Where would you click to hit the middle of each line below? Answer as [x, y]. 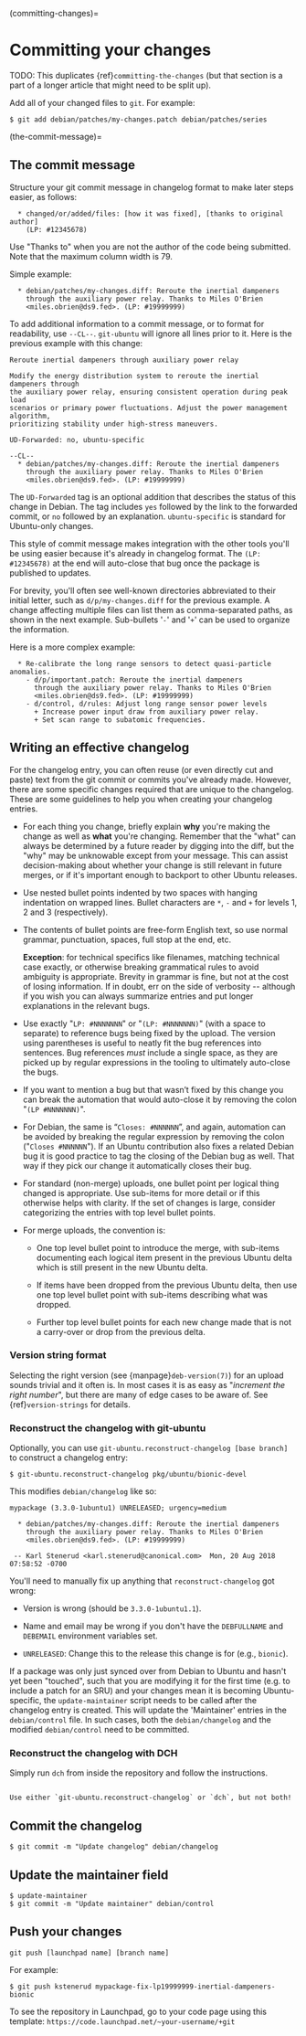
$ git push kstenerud [51, 1987]
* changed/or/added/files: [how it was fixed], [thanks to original [151, 214]
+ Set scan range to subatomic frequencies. [120, 720]
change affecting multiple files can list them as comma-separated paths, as [151, 610]
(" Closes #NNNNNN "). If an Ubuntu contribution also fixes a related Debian [158, 1146]
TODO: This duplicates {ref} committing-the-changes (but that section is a [146, 75]
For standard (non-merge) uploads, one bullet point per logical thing [151, 1183]
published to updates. [50, 573]
